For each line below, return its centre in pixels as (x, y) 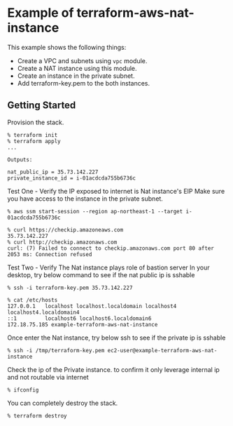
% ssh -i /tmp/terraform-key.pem (56, 350)
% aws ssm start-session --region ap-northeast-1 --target (95, 211)
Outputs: (20, 159)
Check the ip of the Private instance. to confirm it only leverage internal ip (114, 369)
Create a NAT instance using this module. (77, 68)
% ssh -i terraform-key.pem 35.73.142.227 (70, 288)
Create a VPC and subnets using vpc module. (82, 60)
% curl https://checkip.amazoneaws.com (65, 229)
